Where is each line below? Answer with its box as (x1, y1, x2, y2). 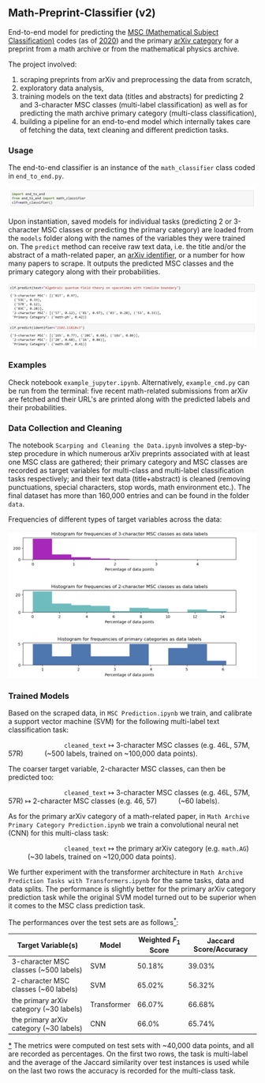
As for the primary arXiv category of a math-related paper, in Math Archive (8, 811, 250, 821)
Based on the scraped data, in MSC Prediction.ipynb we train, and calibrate (8, 708, 252, 718)
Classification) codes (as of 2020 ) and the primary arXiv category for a (8, 36, 239, 45)
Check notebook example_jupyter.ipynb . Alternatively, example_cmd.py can (8, 377, 250, 387)
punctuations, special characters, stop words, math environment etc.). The (8, 482, 251, 492)
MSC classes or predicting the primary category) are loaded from (41, 225, 254, 235)
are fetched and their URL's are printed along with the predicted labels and (8, 394, 251, 404)
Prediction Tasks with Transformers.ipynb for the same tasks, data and (8, 875, 244, 885)
